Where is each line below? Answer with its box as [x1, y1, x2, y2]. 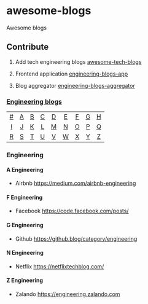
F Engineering [6, 193, 43, 201]
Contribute [6, 42, 49, 52]
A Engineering [6, 166, 44, 173]
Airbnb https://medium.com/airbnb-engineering [15, 179, 136, 187]
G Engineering [6, 221, 44, 228]
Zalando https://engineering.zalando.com [15, 290, 120, 298]
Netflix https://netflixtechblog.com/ [15, 262, 104, 270]
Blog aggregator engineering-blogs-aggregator [15, 82, 135, 89]
